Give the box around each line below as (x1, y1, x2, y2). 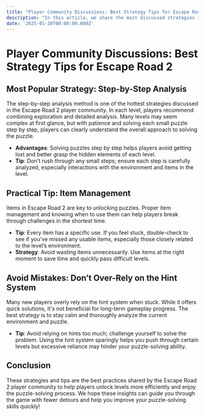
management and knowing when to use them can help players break (6, 211, 179, 218)
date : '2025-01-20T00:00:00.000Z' (6, 20, 95, 26)
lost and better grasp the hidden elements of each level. (15, 151, 156, 158)
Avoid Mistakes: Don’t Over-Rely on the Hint (6, 272, 178, 283)
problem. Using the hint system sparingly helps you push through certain (15, 337, 199, 343)
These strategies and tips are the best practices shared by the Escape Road (6, 376, 197, 384)
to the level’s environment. (15, 242, 82, 249)
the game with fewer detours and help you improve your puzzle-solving (6, 396, 186, 403)
